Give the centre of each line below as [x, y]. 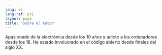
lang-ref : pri [20, 14]
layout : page [18, 18]
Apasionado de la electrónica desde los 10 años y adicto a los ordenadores [81, 37]
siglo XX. [14, 47]
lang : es [14, 9]
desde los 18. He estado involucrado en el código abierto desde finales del [81, 42]
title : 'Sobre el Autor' [31, 23]
